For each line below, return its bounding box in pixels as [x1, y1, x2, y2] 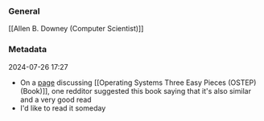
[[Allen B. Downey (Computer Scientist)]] [8, 24, 144, 34]
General [8, 6, 40, 17]
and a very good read [19, 95, 92, 104]
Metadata [8, 44, 47, 55]
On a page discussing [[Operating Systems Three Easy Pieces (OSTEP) [19, 78, 257, 87]
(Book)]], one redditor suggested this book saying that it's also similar [19, 86, 252, 95]
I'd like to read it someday [19, 103, 106, 113]
